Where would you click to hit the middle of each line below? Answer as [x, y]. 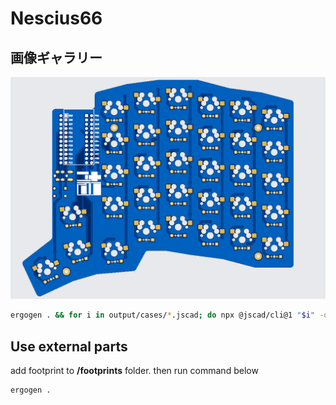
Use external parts [69, 346]
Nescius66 [56, 18]
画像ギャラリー [56, 57]
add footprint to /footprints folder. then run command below [134, 371]
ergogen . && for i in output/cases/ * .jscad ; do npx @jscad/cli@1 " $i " [162, 315]
